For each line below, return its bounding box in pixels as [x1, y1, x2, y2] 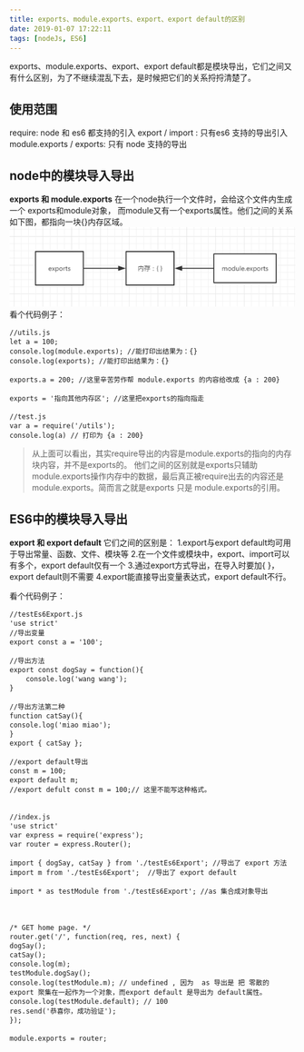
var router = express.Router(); [9, 840, 132, 849]
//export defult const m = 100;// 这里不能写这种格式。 [9, 786, 211, 795]
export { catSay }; [9, 739, 83, 749]
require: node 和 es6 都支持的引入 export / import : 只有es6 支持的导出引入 [9, 127, 289, 138]
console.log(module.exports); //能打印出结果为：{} [9, 347, 198, 356]
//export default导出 [9, 758, 89, 767]
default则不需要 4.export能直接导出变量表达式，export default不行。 [35, 571, 292, 582]
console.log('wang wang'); [25, 675, 128, 684]
